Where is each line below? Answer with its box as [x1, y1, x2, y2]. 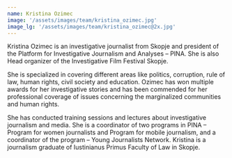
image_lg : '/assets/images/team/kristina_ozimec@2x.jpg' [7, 23, 176, 30]
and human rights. [7, 100, 60, 109]
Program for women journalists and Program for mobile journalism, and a [7, 128, 216, 136]
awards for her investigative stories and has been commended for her [7, 85, 208, 94]
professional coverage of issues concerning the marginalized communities [7, 93, 222, 101]
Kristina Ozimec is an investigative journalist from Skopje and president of [7, 42, 219, 51]
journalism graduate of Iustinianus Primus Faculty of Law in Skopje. [7, 143, 201, 152]
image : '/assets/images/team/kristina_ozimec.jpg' [7, 17, 157, 24]
